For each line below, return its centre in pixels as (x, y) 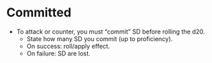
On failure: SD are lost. (58, 53)
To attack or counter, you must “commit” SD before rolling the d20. (110, 32)
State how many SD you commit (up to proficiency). (99, 38)
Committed (39, 13)
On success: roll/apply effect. (68, 46)
